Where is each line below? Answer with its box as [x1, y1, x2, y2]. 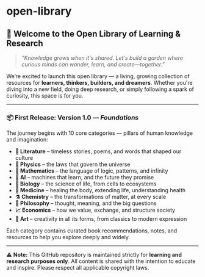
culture [15, 154, 34, 162]
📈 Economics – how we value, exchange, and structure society [15, 206, 176, 214]
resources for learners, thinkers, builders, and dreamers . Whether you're [6, 79, 193, 86]
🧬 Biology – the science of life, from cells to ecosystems [15, 180, 157, 187]
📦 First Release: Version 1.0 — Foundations [6, 113, 139, 121]
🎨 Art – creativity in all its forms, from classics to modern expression [15, 215, 187, 223]
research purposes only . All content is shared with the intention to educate [6, 257, 196, 265]
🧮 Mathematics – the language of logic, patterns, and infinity [15, 167, 168, 174]
